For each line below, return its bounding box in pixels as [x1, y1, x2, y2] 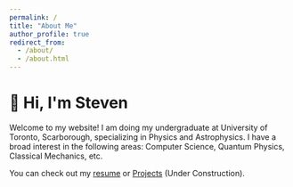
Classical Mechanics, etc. [9, 150, 103, 161]
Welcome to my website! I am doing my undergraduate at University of [9, 122, 268, 133]
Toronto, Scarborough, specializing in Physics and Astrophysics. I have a [9, 131, 277, 142]
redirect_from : [9, 37, 66, 47]
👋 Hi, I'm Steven [9, 93, 129, 113]
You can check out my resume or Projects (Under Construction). [9, 167, 245, 178]
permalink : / [9, 12, 58, 22]
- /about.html [17, 54, 69, 63]
